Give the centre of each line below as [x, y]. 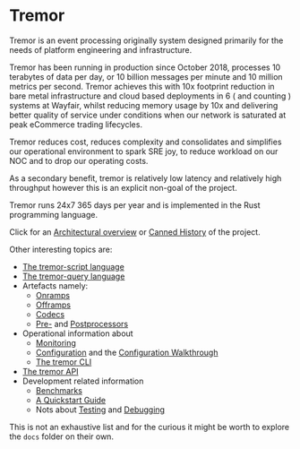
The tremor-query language [73, 276]
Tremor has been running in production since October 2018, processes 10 [145, 67]
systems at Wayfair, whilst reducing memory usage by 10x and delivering [144, 105]
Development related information [83, 381]
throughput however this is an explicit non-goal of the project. [123, 187]
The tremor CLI [64, 362]
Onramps [52, 295]
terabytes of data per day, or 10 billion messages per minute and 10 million [146, 76]
